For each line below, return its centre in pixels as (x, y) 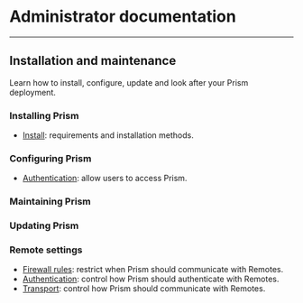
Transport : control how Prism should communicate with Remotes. (144, 289)
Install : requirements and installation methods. (108, 135)
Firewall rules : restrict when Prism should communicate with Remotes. (153, 270)
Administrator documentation (123, 17)
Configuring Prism (50, 158)
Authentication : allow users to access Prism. (105, 179)
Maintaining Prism (50, 202)
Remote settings (46, 250)
